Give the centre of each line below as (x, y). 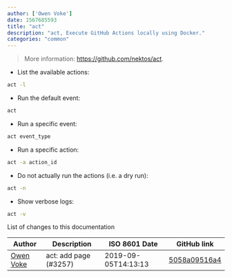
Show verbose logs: (46, 201)
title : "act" (26, 26)
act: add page (68, 256)
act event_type (29, 136)
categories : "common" (38, 39)
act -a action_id (32, 162)
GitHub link (195, 244)
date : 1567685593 (32, 20)
